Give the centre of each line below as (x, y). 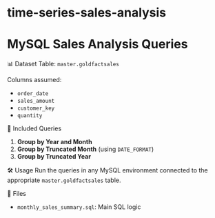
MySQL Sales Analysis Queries (98, 44)
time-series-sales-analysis (87, 13)
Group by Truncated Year (54, 157)
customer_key (36, 108)
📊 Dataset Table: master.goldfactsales (63, 64)
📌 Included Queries (34, 128)
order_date (33, 94)
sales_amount (36, 101)
